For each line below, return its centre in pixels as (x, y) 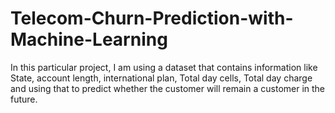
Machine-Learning (89, 39)
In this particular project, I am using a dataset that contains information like (164, 67)
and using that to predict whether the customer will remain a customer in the (168, 88)
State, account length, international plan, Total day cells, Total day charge (161, 78)
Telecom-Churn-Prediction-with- (152, 18)
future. (24, 99)
